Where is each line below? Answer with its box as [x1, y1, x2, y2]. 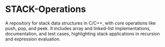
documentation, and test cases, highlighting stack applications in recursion [5, 30, 160, 36]
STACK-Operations [5, 3, 86, 15]
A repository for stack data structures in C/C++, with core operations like [5, 20, 156, 26]
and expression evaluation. [5, 36, 61, 42]
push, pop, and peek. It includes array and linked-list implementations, [5, 25, 151, 31]
